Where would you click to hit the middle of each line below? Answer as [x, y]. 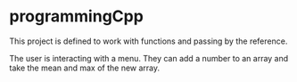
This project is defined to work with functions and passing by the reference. [148, 41]
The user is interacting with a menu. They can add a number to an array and [149, 58]
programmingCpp [77, 16]
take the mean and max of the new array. [85, 68]
